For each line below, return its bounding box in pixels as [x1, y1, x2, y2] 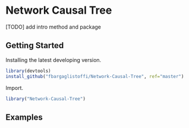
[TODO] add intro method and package [5, 23, 102, 30]
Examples [5, 112, 43, 122]
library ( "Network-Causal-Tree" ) [5, 96, 86, 102]
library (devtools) [5, 68, 51, 74]
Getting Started [5, 40, 64, 51]
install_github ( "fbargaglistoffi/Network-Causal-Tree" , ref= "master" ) [5, 73, 184, 79]
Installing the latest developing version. [5, 56, 102, 63]
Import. [5, 84, 24, 91]
